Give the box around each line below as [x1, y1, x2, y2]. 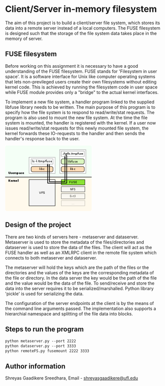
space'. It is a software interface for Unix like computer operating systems [5, 73, 156, 80]
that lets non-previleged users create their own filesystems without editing [5, 79, 157, 85]
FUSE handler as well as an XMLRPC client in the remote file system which [5, 250, 157, 256]
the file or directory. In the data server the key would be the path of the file [5, 275, 157, 281]
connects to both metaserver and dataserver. [5, 255, 97, 260]
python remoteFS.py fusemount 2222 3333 [5, 348, 90, 354]
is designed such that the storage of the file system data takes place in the [5, 30, 157, 36]
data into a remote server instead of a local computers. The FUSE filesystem [5, 25, 161, 31]
